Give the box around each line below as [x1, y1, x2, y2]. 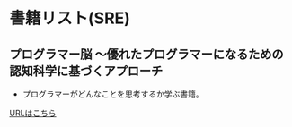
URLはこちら [9, 108, 57, 118]
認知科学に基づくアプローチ [9, 63, 164, 79]
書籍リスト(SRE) [9, 8, 130, 29]
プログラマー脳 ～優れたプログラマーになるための [9, 47, 284, 62]
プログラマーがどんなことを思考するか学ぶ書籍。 [22, 89, 204, 99]
